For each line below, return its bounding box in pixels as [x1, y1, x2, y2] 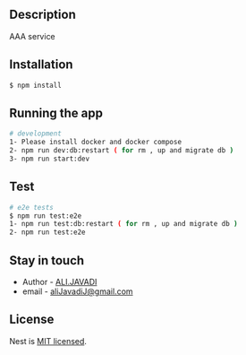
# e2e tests [9, 203, 54, 212]
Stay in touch [9, 253, 85, 268]
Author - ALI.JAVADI [21, 276, 98, 287]
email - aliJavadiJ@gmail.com [21, 286, 133, 297]
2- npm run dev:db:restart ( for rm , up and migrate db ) [9, 146, 234, 155]
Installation [9, 57, 73, 73]
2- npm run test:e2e [9, 228, 87, 237]
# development [9, 129, 63, 138]
